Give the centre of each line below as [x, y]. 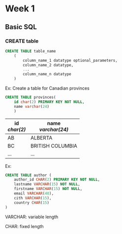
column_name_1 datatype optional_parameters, [70, 60]
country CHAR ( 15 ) [32, 203]
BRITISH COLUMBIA [54, 145]
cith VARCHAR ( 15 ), [33, 198]
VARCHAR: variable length [32, 217]
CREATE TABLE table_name [30, 51]
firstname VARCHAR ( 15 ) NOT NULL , [48, 189]
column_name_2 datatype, [48, 65]
